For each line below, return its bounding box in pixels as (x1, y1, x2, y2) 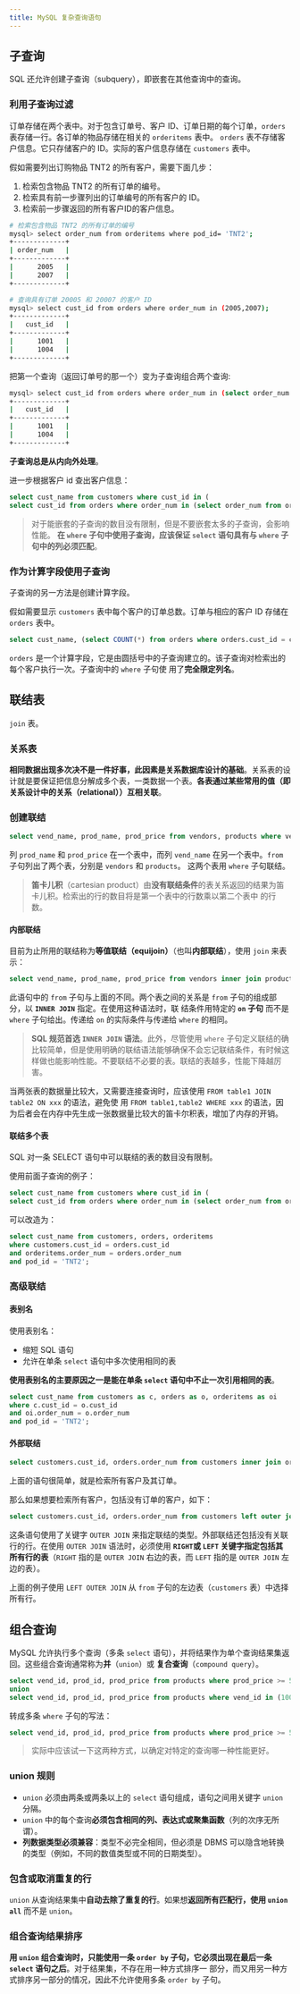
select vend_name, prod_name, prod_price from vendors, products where (9, 832, 281, 841)
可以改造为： (9, 1214, 56, 1225)
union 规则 (9, 1770, 55, 1782)
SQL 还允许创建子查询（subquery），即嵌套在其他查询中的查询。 (9, 73, 246, 85)
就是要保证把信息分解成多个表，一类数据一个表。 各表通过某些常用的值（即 (16, 775, 291, 786)
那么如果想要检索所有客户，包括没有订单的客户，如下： (9, 1494, 212, 1505)
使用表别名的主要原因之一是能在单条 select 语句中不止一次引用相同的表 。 (9, 1374, 279, 1385)
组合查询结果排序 (9, 1931, 83, 1942)
